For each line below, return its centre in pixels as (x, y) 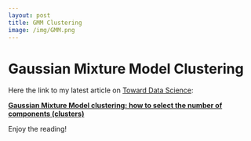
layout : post (29, 15)
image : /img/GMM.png (42, 30)
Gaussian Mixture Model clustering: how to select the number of (115, 106)
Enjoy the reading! (38, 129)
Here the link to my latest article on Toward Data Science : (101, 90)
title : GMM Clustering (45, 23)
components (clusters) (46, 114)
